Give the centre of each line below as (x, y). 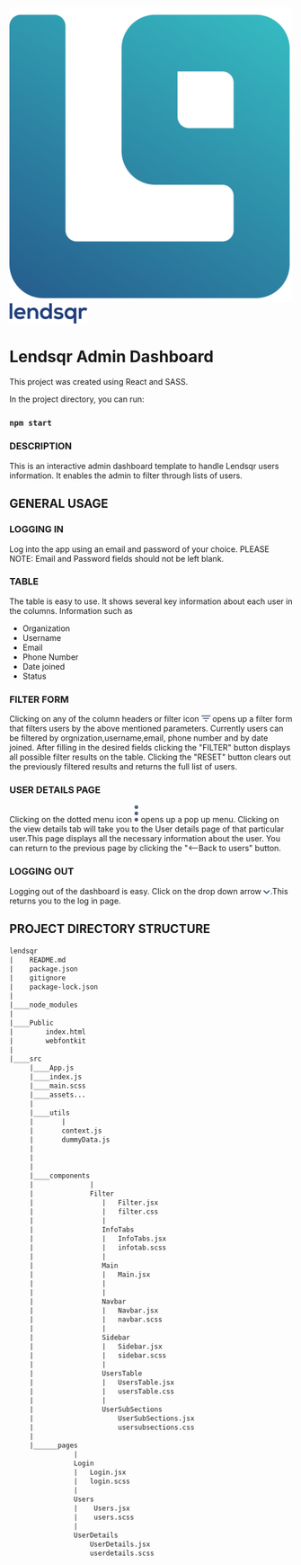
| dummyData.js (70, 1140)
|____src (26, 1059)
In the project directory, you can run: (77, 399)
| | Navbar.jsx (94, 1311)
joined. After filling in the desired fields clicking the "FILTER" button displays (150, 748)
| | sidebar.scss (98, 1356)
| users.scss (104, 1517)
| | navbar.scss (96, 1320)
